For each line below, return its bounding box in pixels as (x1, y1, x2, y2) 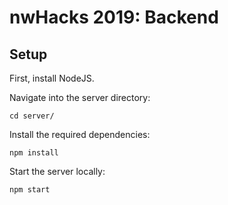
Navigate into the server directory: (9, 92, 151, 103)
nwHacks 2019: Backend (9, 6, 219, 29)
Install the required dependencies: (9, 129, 151, 140)
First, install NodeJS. (9, 72, 95, 84)
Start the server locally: (9, 166, 106, 177)
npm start (9, 185, 51, 195)
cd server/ (9, 111, 55, 121)
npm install (9, 148, 59, 158)
